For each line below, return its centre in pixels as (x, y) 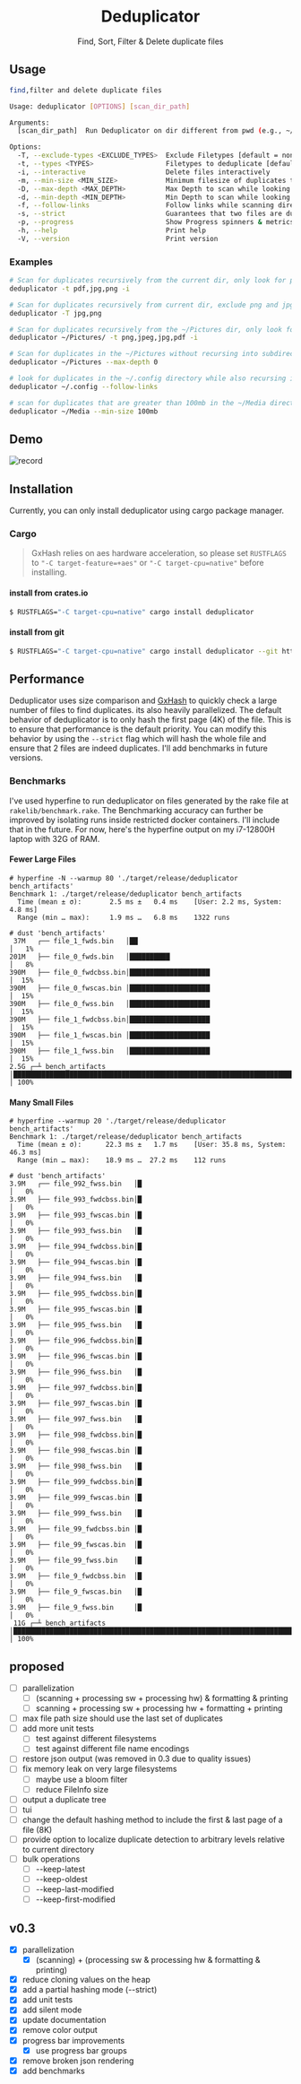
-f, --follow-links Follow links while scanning (146, 205)
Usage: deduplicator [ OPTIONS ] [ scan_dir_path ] (100, 106)
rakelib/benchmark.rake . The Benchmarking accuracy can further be (137, 810)
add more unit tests (58, 1729)
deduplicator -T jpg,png (56, 313)
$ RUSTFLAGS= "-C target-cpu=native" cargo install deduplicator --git (144, 651)
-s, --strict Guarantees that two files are (150, 214)
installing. (49, 572)
